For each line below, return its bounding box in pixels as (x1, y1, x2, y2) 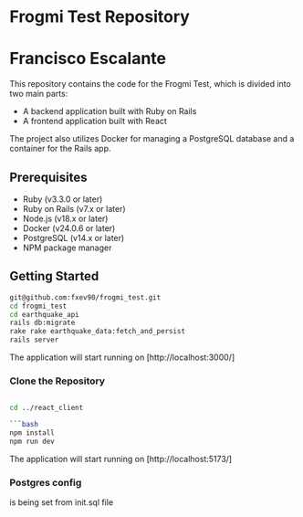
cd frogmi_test (9, 301, 68, 311)
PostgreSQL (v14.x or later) (22, 232, 125, 243)
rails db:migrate (9, 318, 76, 328)
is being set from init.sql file (9, 497, 114, 508)
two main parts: (9, 89, 68, 100)
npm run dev (9, 437, 55, 446)
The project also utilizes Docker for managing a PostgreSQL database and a (9, 133, 295, 144)
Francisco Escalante (9, 48, 167, 69)
